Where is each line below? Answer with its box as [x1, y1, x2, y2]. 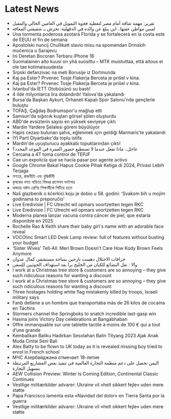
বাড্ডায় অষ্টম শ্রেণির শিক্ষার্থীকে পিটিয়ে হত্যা [12, 185, 72, 191]
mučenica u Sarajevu [12, 47, 57, 53]
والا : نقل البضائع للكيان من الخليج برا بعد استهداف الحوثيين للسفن [12, 261, 138, 267]
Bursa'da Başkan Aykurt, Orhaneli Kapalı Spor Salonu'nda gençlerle [12, 96, 155, 103]
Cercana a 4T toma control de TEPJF [12, 151, 90, 157]
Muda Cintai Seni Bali [12, 338, 58, 344]
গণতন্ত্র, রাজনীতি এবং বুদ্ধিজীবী [12, 173, 55, 179]
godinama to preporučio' [12, 196, 65, 202]
